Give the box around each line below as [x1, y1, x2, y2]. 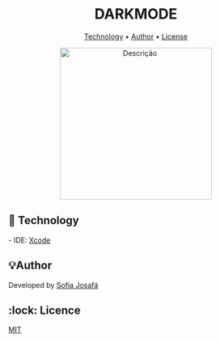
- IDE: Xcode [8, 235, 51, 245]
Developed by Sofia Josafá [8, 280, 99, 289]
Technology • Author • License [83, 32, 188, 41]
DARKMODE [94, 5, 178, 23]
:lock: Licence [8, 303, 81, 317]
